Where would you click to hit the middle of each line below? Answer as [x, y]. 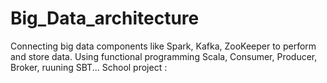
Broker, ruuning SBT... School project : [89, 67]
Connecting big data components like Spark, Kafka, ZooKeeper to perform [163, 46]
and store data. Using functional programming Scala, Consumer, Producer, [164, 56]
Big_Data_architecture [105, 18]
